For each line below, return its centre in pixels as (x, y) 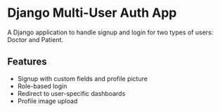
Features (27, 62)
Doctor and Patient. (35, 39)
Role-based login (42, 86)
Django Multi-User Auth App (92, 13)
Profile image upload (47, 101)
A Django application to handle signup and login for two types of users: (110, 32)
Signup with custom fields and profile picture (82, 78)
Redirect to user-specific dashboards (71, 93)
